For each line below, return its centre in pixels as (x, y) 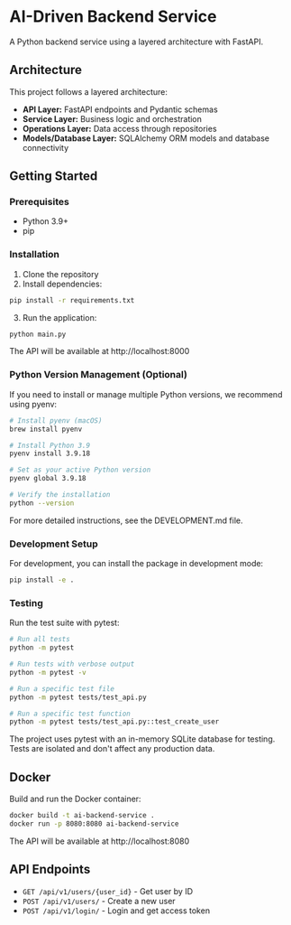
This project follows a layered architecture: (89, 91)
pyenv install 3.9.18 (50, 453)
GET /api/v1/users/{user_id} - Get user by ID (108, 891)
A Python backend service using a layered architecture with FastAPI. (136, 42)
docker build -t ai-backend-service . (82, 816)
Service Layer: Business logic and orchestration (112, 118)
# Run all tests (40, 640)
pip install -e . (42, 580)
